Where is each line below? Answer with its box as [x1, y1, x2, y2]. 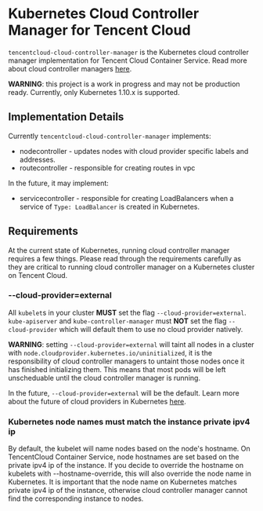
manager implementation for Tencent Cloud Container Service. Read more [8, 56, 248, 65]
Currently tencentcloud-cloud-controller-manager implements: [8, 131, 211, 141]
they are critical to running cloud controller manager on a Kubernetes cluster [8, 262, 255, 272]
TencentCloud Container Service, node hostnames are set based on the [8, 452, 240, 462]
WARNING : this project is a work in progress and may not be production [8, 79, 240, 89]
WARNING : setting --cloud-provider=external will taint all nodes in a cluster [8, 339, 254, 349]
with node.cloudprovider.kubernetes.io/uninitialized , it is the [8, 348, 213, 357]
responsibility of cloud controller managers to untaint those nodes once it [8, 356, 245, 366]
